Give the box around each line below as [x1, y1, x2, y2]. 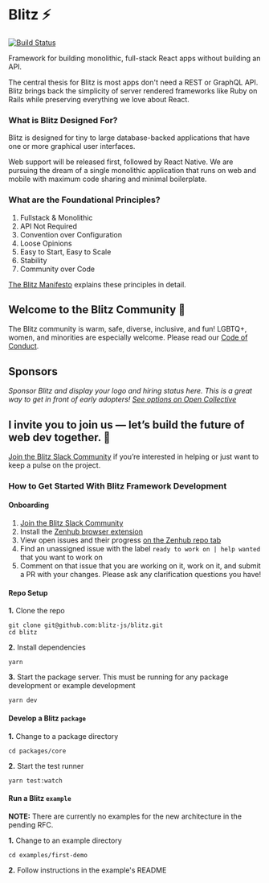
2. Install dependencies [8, 642, 86, 652]
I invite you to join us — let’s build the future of [8, 418, 245, 431]
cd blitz [8, 629, 38, 637]
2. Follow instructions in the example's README [8, 865, 167, 875]
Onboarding [8, 500, 50, 510]
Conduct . [8, 341, 39, 351]
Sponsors [8, 365, 58, 378]
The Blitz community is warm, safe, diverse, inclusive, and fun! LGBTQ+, [8, 324, 247, 334]
